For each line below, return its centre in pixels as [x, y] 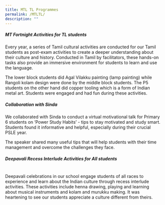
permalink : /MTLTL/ [25, 14]
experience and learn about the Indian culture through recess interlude [77, 182]
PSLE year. [16, 133]
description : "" [22, 19]
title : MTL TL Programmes [32, 10]
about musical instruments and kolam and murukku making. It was [72, 192]
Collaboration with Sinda [31, 104]
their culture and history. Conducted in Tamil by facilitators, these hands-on [82, 58]
